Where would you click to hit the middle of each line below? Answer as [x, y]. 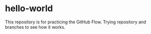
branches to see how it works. [35, 27]
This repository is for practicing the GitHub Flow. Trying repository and [76, 22]
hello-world [29, 8]
